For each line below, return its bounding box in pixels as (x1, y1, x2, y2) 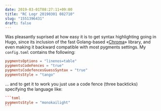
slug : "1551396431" (5, 16, 45, 21)
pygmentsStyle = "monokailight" (5, 100, 70, 105)
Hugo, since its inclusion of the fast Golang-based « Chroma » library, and (5, 39, 151, 45)
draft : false (5, 20, 32, 26)
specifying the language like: (5, 86, 63, 92)
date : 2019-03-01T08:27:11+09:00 (5, 7, 73, 12)
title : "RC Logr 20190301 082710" (5, 12, 75, 16)
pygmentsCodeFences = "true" (5, 63, 64, 68)
